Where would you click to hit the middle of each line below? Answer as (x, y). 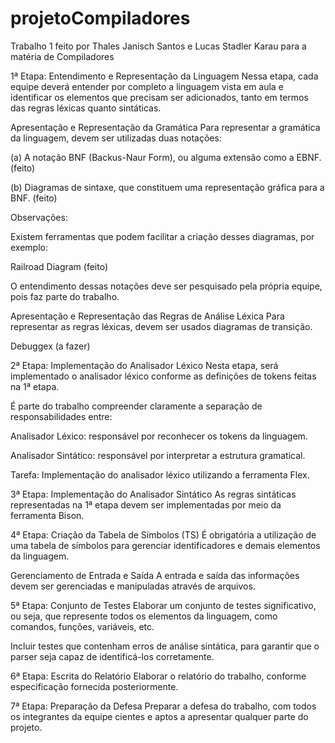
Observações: (39, 217)
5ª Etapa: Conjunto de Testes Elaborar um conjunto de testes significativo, (163, 605)
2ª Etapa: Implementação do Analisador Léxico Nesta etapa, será (144, 365)
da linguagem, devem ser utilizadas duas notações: (116, 138)
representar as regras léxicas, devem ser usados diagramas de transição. (161, 326)
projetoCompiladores (100, 18)
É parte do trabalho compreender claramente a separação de (136, 406)
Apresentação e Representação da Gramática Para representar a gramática (165, 127)
